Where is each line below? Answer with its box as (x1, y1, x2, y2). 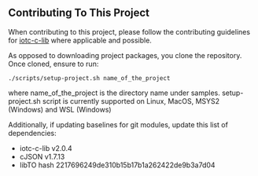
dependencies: (8, 128, 57, 137)
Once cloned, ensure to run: (8, 59, 99, 68)
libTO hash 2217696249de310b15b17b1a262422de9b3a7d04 (19, 160, 216, 170)
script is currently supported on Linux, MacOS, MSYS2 (42, 96, 220, 105)
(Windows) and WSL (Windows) (8, 104, 112, 114)
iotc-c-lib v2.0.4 (19, 143, 72, 152)
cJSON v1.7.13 (19, 152, 65, 161)
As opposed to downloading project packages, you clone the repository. (8, 50, 242, 60)
